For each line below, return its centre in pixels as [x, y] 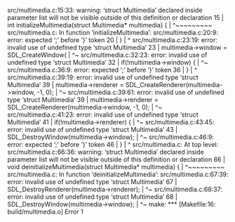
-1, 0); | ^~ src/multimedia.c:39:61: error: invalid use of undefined [130, 92]
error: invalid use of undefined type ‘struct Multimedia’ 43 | [92, 130]
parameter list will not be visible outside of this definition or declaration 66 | [116, 159]
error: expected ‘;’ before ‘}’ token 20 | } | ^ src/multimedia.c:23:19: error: [112, 40]
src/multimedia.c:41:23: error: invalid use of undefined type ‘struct [103, 115]
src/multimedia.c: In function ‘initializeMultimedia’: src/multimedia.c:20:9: [113, 32]
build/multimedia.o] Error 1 [46, 211]
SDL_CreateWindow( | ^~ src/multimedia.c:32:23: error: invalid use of [107, 55]
